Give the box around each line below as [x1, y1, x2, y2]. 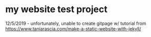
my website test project [5, 4, 107, 15]
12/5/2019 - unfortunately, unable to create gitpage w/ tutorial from [5, 20, 146, 26]
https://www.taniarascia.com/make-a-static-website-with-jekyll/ [5, 25, 142, 31]
